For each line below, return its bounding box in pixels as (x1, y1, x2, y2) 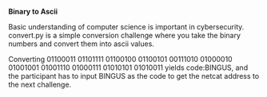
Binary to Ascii (8, 7, 58, 16)
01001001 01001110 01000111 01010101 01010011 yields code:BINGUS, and (8, 63, 249, 72)
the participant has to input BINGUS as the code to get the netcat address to (8, 72, 260, 80)
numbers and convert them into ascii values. (8, 39, 154, 48)
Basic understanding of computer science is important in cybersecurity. (8, 22, 245, 31)
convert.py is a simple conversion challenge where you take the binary (8, 31, 241, 40)
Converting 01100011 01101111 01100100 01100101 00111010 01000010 (8, 55, 233, 64)
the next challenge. (8, 80, 72, 89)
